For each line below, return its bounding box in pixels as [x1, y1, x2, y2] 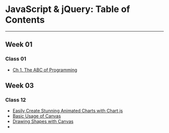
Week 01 [5, 40, 33, 49]
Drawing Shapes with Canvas [12, 118, 74, 124]
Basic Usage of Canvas [12, 113, 61, 119]
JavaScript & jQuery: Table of [5, 4, 130, 15]
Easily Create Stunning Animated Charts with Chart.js [12, 108, 123, 114]
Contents [5, 14, 45, 26]
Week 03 [5, 81, 34, 90]
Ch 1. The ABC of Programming [12, 67, 77, 73]
